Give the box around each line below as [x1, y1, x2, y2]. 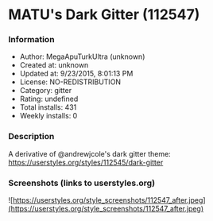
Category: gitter [19, 86, 72, 95]
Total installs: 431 [19, 103, 77, 112]
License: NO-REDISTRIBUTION [19, 77, 122, 87]
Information [8, 34, 55, 45]
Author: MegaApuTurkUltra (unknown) [19, 52, 145, 61]
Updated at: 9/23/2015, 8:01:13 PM [19, 69, 134, 79]
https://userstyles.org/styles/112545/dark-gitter [8, 157, 164, 167]
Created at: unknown [19, 60, 89, 70]
